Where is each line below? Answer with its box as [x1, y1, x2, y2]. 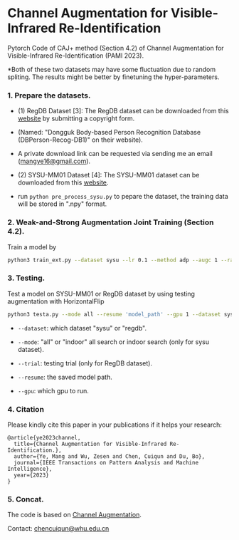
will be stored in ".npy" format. [17, 199, 107, 208]
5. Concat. [7, 494, 44, 504]
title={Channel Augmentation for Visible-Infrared [14, 440, 167, 447]
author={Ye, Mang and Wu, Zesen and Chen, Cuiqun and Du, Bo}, [14, 452, 205, 460]
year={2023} [14, 472, 50, 479]
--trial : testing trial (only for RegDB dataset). [17, 358, 153, 368]
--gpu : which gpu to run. [17, 386, 89, 395]
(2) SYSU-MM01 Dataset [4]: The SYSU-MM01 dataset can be [17, 171, 200, 180]
